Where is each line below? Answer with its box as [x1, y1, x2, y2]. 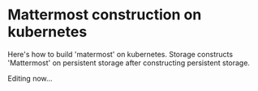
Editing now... [7, 73, 54, 83]
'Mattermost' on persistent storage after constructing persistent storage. [7, 58, 251, 68]
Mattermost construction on [7, 6, 202, 24]
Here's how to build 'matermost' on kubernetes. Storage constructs [7, 49, 233, 59]
